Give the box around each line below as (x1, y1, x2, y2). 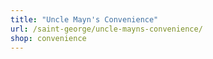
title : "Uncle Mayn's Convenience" (10, 14, 159, 25)
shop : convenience (10, 33, 87, 43)
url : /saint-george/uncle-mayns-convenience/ (10, 24, 203, 34)
